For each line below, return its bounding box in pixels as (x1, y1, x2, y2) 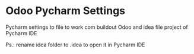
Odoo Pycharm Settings (5, 4, 126, 18)
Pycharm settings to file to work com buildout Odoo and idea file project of (5, 23, 188, 31)
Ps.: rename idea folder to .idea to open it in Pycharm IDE (5, 41, 145, 48)
